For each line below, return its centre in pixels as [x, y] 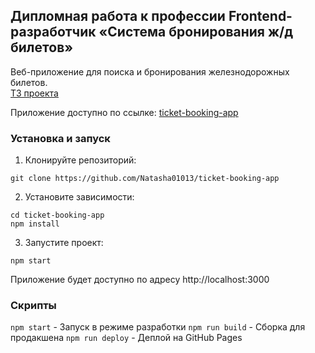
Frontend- [260, 16]
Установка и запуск [60, 138]
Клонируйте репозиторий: [80, 160]
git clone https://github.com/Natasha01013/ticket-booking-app [145, 179]
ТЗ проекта [34, 93]
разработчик [53, 32]
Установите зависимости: [79, 197]
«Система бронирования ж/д [196, 32]
